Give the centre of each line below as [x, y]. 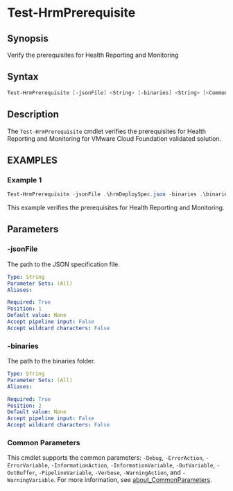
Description [33, 115]
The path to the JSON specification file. [63, 264]
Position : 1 [24, 309]
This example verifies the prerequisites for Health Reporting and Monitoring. [116, 208]
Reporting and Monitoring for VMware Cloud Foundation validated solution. [114, 138]
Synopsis [28, 38]
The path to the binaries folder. [51, 361]
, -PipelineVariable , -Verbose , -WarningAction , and [108, 472]
